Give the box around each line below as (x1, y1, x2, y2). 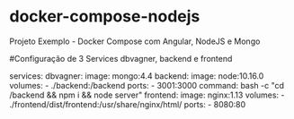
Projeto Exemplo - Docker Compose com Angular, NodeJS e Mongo (9, 36, 261, 47)
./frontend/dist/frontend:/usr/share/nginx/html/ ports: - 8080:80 (9, 98, 245, 109)
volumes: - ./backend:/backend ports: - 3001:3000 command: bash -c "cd (9, 80, 285, 90)
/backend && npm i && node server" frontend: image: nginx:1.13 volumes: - (9, 89, 285, 100)
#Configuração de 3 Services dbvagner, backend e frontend (9, 53, 233, 64)
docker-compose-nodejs (9, 6, 200, 27)
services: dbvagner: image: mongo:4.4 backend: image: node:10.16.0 (9, 70, 264, 81)
